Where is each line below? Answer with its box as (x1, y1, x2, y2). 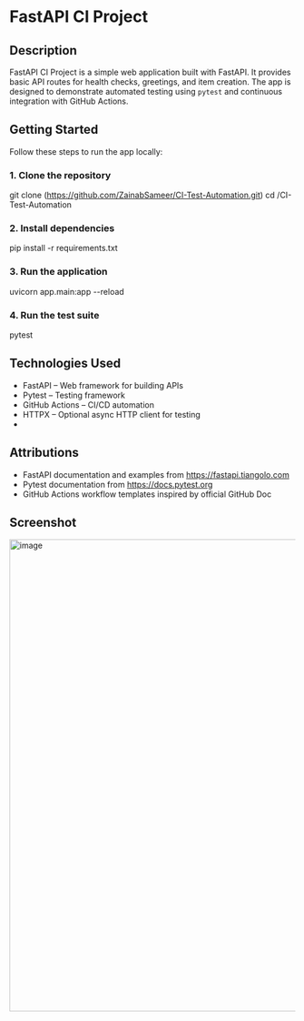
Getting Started (9, 122, 99, 137)
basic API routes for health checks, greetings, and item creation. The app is (9, 76, 291, 87)
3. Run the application (9, 266, 108, 278)
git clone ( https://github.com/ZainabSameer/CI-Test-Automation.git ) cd (9, 189, 275, 201)
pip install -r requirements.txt (9, 243, 118, 254)
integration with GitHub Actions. (9, 96, 129, 106)
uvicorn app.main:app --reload (9, 286, 124, 297)
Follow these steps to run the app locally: (9, 146, 163, 157)
